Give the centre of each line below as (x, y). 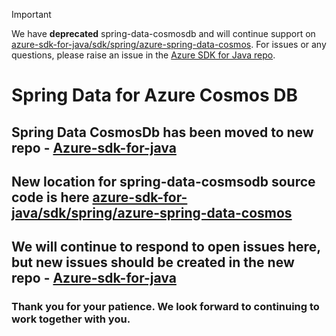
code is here (50, 197)
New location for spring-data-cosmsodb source (163, 181)
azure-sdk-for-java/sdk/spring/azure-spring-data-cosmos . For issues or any (169, 44)
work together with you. (71, 319)
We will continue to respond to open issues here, (166, 247)
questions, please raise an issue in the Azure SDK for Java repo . (143, 55)
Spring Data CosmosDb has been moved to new (162, 132)
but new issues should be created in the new (153, 262)
